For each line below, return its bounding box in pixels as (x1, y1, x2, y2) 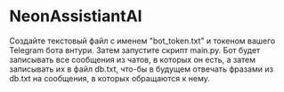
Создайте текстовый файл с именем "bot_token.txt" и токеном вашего (9, 35, 276, 46)
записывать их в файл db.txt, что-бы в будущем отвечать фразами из (9, 64, 274, 74)
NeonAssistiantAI (9, 6, 142, 27)
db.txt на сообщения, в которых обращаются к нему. (9, 73, 211, 83)
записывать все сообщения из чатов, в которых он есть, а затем (9, 54, 256, 65)
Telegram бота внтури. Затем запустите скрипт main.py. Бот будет (9, 44, 261, 55)
